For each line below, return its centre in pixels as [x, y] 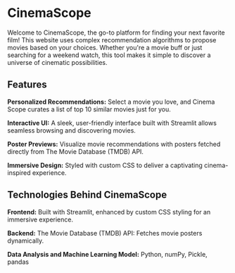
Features [27, 85]
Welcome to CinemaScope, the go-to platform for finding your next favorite [116, 32]
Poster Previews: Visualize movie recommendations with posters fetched [114, 144]
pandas [18, 262]
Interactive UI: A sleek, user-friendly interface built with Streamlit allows [112, 123]
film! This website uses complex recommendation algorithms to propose [112, 40]
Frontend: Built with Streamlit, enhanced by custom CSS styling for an [109, 212]
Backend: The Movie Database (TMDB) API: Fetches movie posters [105, 233]
